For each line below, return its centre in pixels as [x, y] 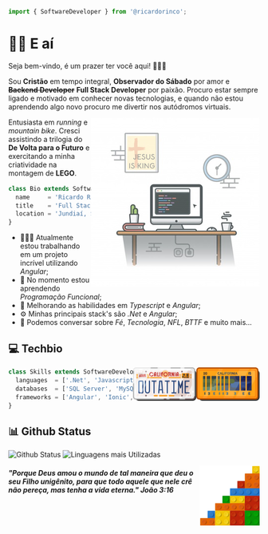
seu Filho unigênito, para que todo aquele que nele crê [100, 481]
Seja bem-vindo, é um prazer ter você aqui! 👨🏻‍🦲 [87, 65]
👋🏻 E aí [31, 44]
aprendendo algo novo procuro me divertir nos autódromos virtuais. [120, 106]
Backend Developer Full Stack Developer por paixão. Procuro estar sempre [133, 89]
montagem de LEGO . [43, 173]
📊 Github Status [50, 431]
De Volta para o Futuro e [49, 148]
